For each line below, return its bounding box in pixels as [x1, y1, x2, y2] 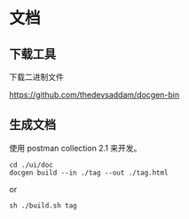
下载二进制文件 [9, 72, 64, 82]
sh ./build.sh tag [9, 201, 77, 210]
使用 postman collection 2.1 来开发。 [9, 142, 142, 153]
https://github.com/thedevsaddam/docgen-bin [9, 90, 180, 100]
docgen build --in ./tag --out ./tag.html [9, 168, 169, 177]
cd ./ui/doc [9, 160, 53, 169]
